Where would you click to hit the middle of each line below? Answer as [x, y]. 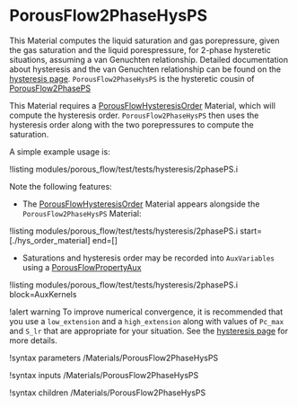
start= [251, 231]
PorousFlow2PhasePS [50, 88]
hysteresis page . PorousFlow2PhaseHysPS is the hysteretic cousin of [132, 78]
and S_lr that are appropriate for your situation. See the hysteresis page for [149, 331]
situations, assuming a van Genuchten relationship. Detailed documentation [149, 59]
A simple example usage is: [60, 151]
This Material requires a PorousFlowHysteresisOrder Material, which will [143, 105]
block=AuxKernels [43, 294]
